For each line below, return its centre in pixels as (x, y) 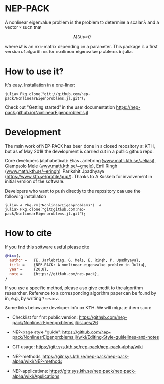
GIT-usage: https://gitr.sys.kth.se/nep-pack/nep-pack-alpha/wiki (77, 347)
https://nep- (128, 107)
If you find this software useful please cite (47, 247)
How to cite (29, 233)
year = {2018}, (29, 269)
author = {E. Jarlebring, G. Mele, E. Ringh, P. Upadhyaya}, (75, 260)
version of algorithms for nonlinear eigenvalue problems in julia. (69, 51)
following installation (26, 196)
